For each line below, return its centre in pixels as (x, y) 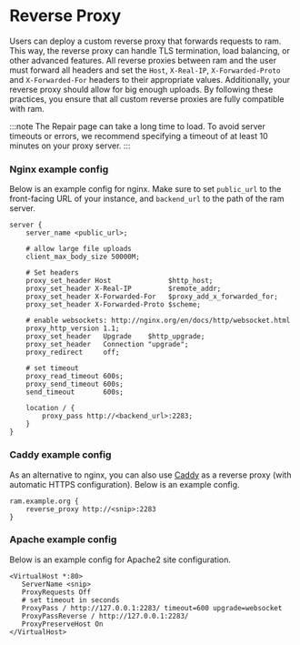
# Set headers (52, 273)
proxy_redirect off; (73, 353)
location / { (50, 408)
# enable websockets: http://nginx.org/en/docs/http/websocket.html (158, 321)
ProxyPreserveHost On (62, 624)
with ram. (27, 108)
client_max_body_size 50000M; (83, 257)
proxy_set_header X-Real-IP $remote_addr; (124, 289)
